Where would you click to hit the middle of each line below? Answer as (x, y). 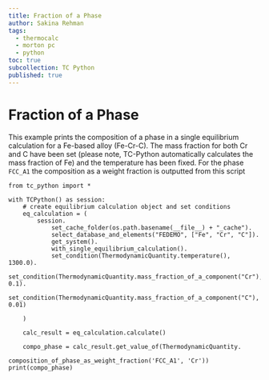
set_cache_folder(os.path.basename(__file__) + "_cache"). (151, 228)
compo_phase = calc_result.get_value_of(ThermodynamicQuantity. (132, 346)
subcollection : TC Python (51, 68)
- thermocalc (37, 38)
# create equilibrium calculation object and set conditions (126, 206)
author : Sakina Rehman (46, 23)
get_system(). (74, 242)
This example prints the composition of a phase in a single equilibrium (124, 137)
